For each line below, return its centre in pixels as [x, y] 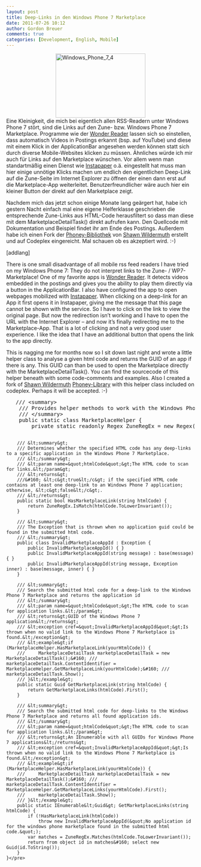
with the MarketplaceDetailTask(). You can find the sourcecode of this [92, 372]
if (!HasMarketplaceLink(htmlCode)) [73, 816]
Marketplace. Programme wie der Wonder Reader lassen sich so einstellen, [99, 134]
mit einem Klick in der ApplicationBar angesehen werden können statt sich [98, 147]
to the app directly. [29, 341]
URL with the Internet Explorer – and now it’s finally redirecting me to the [95, 322]
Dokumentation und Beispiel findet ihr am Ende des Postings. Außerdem [95, 228]
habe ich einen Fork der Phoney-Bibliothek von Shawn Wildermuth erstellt [97, 234]
